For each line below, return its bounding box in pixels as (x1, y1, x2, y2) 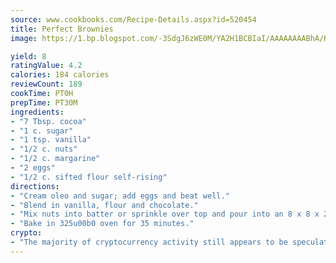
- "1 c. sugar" (10, 126, 74, 136)
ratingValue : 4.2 (10, 61, 83, 71)
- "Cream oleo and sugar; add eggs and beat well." (10, 191, 230, 201)
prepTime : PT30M (10, 97, 78, 108)
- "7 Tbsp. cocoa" (10, 116, 87, 126)
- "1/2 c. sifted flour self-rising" (10, 172, 168, 182)
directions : (10, 181, 60, 191)
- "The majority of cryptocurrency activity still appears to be (10, 237, 288, 247)
